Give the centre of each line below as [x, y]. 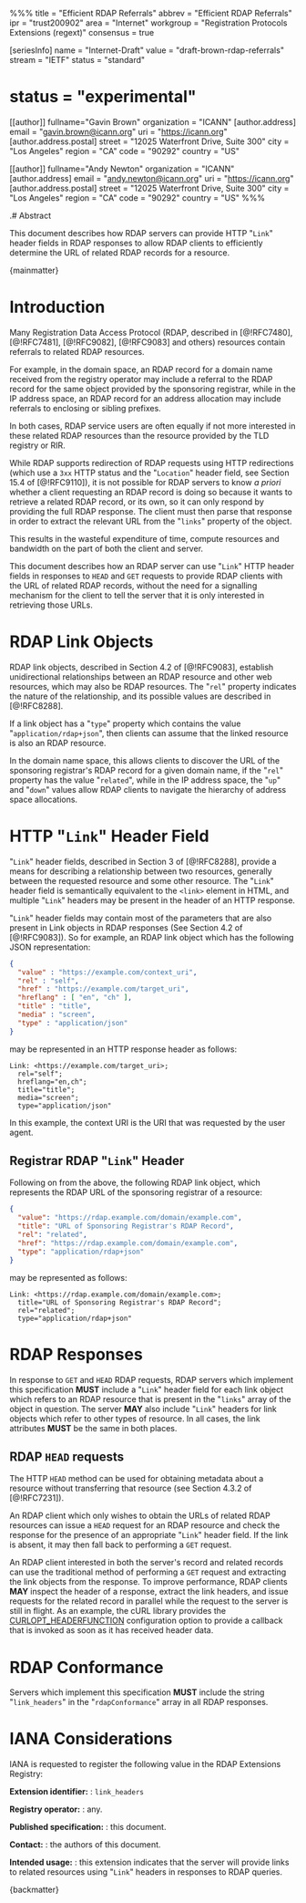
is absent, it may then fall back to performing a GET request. [121, 1544]
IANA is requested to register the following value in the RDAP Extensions [145, 1764]
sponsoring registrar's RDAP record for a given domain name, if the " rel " [147, 770]
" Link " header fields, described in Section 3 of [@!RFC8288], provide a [143, 861]
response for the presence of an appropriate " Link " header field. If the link [149, 1535]
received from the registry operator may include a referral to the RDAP [141, 379]
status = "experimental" [103, 97]
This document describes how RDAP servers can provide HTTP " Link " [141, 233]
